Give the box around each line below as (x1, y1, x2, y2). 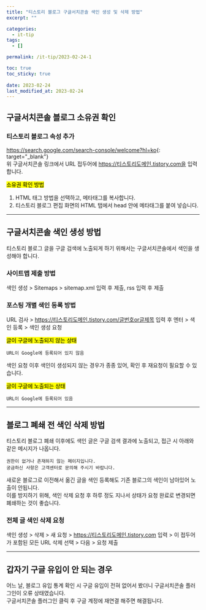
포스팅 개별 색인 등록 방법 (6, 301, 77, 309)
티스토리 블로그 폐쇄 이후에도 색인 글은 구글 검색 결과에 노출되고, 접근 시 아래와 (6, 437, 194, 445)
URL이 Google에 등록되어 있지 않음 (6, 350, 85, 357)
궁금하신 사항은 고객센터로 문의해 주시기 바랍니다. (6, 465, 115, 471)
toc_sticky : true (6, 71, 51, 77)
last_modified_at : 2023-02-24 (6, 88, 84, 94)
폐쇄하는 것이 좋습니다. (6, 500, 61, 507)
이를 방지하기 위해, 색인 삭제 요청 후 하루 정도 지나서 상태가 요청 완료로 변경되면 (6, 492, 196, 499)
